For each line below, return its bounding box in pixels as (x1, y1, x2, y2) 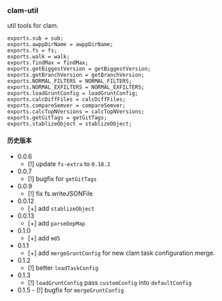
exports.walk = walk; (7, 53, 70, 61)
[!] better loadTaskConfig (27, 263, 99, 272)
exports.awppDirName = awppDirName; (7, 41, 113, 48)
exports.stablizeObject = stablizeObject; (7, 121, 132, 128)
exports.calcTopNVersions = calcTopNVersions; (7, 108, 145, 115)
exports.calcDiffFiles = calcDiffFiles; (7, 96, 127, 103)
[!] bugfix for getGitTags (27, 174, 97, 183)
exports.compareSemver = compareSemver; (7, 102, 127, 110)
